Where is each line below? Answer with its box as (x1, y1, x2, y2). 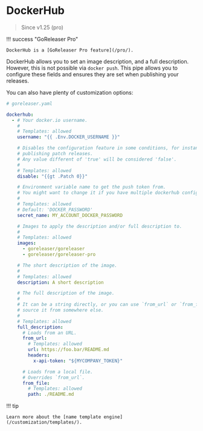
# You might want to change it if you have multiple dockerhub (17, 190, 180, 196)
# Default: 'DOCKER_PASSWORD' (17, 207, 94, 213)
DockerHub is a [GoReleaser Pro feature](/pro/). (6, 47, 134, 53)
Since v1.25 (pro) (21, 24, 63, 31)
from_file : (22, 380, 50, 386)
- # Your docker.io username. (11, 117, 88, 123)
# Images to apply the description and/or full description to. (17, 223, 182, 229)
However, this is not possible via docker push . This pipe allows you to (6, 64, 178, 72)
